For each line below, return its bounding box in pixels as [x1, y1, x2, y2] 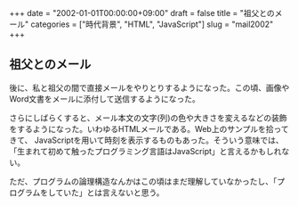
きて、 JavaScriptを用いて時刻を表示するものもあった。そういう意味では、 [9, 135, 285, 145]
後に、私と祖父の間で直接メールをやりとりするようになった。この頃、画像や [9, 82, 290, 93]
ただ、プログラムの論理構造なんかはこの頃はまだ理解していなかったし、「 [9, 176, 278, 186]
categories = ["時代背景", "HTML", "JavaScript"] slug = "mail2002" [30, 19, 274, 29]
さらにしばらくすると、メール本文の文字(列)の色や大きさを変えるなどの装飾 [9, 112, 287, 123]
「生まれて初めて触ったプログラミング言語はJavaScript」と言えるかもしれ [9, 145, 282, 156]
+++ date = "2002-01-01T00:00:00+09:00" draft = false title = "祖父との [9, 8, 276, 18]
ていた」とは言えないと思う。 [55, 186, 165, 198]
